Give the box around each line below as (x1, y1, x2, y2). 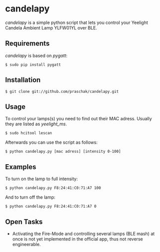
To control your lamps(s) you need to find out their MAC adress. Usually (5, 116, 153, 122)
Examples (5, 163, 36, 171)
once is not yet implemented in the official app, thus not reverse (12, 236, 143, 242)
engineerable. (12, 242, 41, 247)
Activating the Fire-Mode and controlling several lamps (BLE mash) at (12, 231, 155, 237)
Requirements (5, 39, 50, 48)
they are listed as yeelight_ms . (5, 121, 67, 127)
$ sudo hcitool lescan (5, 131, 52, 136)
